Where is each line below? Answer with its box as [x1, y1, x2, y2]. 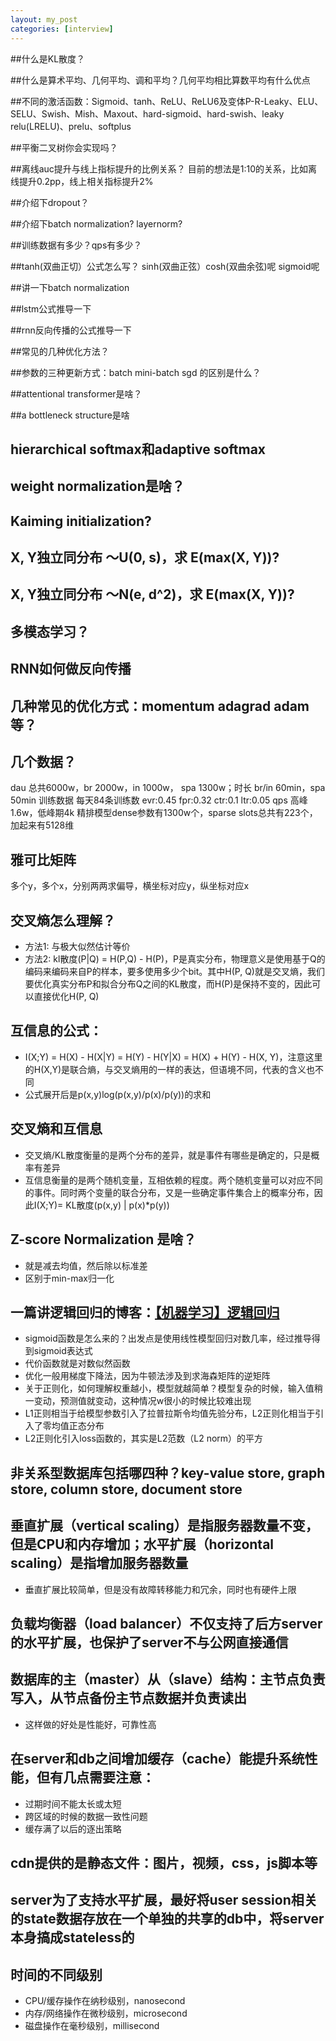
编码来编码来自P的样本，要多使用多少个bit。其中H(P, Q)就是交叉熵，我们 [24, 966, 325, 978]
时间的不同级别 [10, 1966, 103, 1983]
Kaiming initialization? [10, 512, 152, 530]
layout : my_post [10, 14, 78, 25]
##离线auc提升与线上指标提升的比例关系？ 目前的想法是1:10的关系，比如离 [10, 162, 318, 175]
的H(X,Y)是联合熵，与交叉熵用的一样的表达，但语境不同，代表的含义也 [24, 1063, 316, 1075]
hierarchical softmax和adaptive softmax [10, 441, 267, 458]
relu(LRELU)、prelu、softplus [10, 120, 132, 132]
